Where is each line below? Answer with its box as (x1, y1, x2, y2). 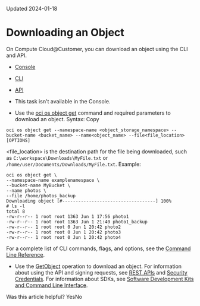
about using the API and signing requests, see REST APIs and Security (14, 269, 187, 276)
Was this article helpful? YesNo (6, 293, 82, 300)
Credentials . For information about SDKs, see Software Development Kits (14, 275, 194, 282)
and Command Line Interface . (14, 282, 88, 289)
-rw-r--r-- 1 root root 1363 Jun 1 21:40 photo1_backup (6, 219, 148, 225)
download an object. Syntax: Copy (14, 115, 99, 122)
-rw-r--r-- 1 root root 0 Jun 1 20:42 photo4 (6, 234, 121, 240)
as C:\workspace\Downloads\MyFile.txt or (6, 154, 108, 161)
